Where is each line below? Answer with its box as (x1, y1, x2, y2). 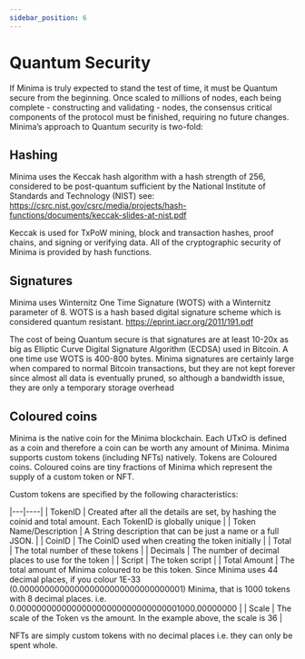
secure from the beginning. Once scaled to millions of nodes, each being (9, 92, 281, 103)
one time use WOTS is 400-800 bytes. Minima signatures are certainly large (9, 353, 295, 364)
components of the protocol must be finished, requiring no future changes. (9, 111, 290, 123)
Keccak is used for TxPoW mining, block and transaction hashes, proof (9, 228, 274, 239)
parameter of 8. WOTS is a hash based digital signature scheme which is (9, 307, 281, 318)
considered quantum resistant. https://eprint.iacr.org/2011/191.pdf (9, 317, 254, 328)
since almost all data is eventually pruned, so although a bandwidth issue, (9, 373, 286, 384)
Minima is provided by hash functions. (9, 247, 152, 258)
